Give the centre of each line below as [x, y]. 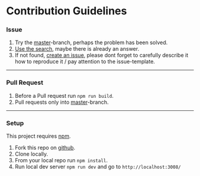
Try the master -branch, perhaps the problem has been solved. [91, 42]
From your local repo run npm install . [61, 160]
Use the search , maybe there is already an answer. [77, 49]
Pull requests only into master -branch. [62, 102]
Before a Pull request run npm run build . [64, 95]
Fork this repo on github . [45, 148]
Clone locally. [32, 154]
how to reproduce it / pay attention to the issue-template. [85, 61]
